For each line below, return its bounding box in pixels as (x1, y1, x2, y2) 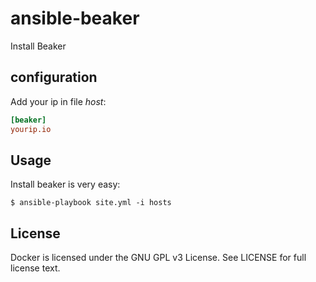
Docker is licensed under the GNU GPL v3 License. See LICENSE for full (10, 252, 307, 264)
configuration (10, 69, 98, 86)
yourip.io (10, 124, 52, 134)
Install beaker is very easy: (10, 178, 121, 191)
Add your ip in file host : (10, 95, 107, 107)
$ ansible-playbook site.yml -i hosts (10, 198, 172, 208)
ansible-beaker (10, 7, 140, 30)
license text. (10, 262, 61, 274)
